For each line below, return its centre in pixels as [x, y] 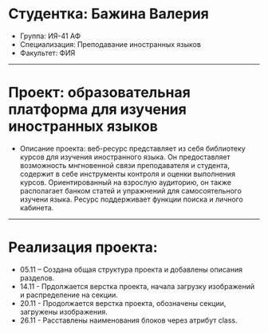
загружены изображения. [63, 311]
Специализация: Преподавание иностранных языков [110, 44]
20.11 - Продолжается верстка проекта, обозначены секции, [123, 303]
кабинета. [37, 207]
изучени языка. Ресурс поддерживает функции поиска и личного [131, 199]
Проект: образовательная [100, 93]
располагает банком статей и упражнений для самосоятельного [130, 190]
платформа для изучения [98, 110]
